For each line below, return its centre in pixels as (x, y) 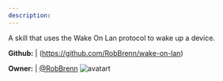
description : (30, 15)
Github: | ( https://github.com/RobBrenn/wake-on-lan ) (96, 53)
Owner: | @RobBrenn (43, 68)
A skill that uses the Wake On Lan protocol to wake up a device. (112, 38)
